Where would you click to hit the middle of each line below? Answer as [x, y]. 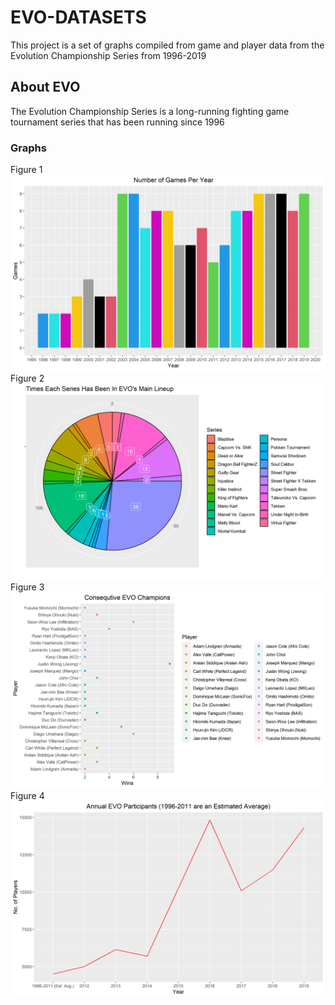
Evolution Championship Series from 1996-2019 [108, 55]
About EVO [45, 87]
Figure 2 [27, 378]
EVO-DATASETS [78, 17]
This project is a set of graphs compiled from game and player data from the [167, 45]
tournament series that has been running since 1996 [117, 122]
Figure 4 [27, 796]
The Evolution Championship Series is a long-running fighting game [150, 111]
